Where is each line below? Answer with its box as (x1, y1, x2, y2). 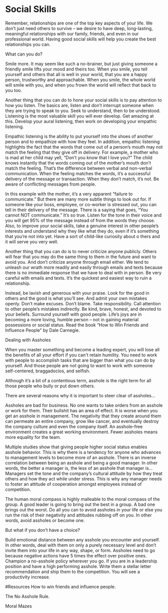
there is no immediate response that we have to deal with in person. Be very (5, 269, 161, 276)
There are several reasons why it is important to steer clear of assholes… (5, 392, 155, 398)
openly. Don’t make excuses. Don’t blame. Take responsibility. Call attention (5, 300, 161, 306)
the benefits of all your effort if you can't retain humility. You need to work (5, 352, 157, 358)
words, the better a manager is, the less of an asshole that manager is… (5, 465, 153, 471)
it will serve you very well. (5, 239, 58, 245)
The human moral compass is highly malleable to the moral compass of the (5, 496, 160, 502)
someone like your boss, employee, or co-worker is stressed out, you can (5, 201, 157, 207)
